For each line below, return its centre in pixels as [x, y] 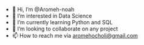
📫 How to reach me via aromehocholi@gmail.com [75, 36]
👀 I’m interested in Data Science [52, 16]
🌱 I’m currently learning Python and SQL [62, 22]
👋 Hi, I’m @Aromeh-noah [43, 9]
